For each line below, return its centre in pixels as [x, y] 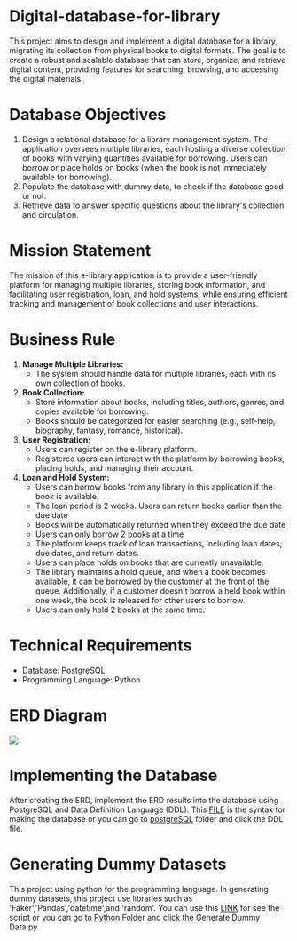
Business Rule [63, 339]
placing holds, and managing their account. [114, 467]
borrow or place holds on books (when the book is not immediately [145, 167]
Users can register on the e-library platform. [116, 449]
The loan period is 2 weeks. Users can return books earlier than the [158, 506]
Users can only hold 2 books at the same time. [120, 610]
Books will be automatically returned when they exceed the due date [160, 524]
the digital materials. [46, 78]
